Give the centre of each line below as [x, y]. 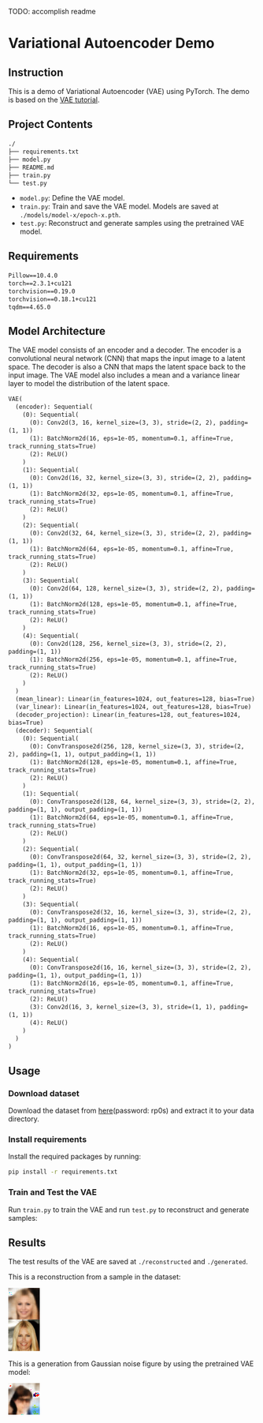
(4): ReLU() [48, 1023]
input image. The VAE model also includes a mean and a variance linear [124, 375]
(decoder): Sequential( [54, 731]
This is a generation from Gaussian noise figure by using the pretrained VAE [131, 1364]
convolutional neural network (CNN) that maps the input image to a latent [127, 359]
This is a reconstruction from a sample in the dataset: [94, 1277]
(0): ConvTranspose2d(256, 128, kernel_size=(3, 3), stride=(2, [137, 747]
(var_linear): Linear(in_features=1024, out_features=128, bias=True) [133, 707]
